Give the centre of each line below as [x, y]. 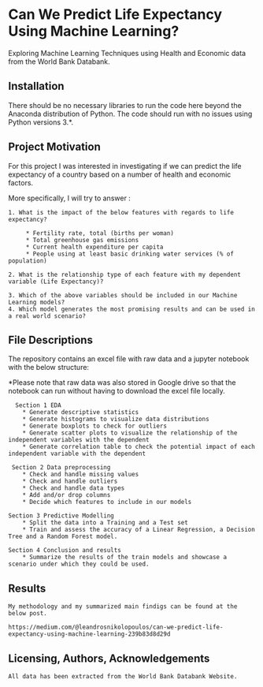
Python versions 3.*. [41, 122]
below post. [28, 614]
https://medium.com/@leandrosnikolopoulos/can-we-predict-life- [116, 627]
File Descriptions [50, 340]
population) [28, 261]
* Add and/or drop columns [67, 495]
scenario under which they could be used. [79, 564]
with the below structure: [48, 368]
